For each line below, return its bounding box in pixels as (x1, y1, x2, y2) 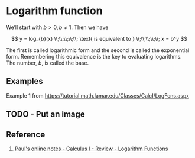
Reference (6, 129, 45, 140)
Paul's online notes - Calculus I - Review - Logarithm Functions (14, 145, 168, 152)
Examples (6, 76, 43, 86)
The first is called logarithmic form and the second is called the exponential (6, 46, 190, 54)
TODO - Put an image (6, 109, 86, 120)
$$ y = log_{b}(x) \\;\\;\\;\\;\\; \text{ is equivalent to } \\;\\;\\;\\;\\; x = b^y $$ (11, 35, 187, 42)
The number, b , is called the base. (6, 59, 89, 66)
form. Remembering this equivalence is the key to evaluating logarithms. (6, 53, 182, 60)
